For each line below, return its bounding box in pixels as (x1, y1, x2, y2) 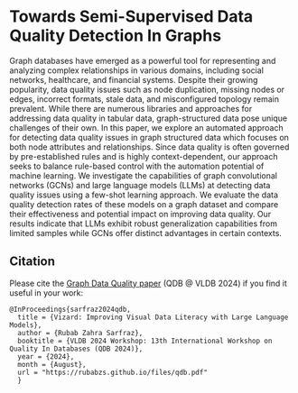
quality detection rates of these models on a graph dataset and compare (9, 198, 279, 209)
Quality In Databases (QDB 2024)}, (9, 344, 144, 353)
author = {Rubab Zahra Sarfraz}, (17, 328, 144, 337)
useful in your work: (9, 287, 84, 298)
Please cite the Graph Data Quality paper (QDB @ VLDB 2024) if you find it (9, 278, 287, 288)
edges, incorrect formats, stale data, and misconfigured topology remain (9, 93, 280, 105)
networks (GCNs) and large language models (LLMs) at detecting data (9, 179, 271, 190)
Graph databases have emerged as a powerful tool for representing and (9, 55, 276, 66)
